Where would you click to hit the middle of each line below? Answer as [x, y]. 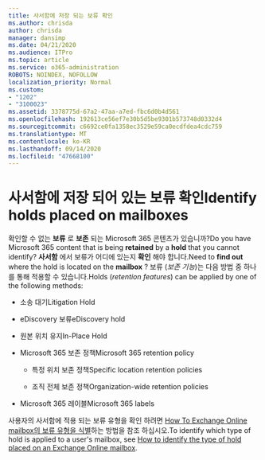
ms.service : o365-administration [64, 68]
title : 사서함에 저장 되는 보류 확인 [61, 16]
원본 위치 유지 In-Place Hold [63, 336]
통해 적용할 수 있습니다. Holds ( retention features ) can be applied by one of [136, 277]
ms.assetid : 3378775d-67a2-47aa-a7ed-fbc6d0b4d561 [94, 112]
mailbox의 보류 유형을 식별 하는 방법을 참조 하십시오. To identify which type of [130, 431]
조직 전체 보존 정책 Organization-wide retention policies [120, 387]
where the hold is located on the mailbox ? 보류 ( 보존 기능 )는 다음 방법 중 [125, 267]
